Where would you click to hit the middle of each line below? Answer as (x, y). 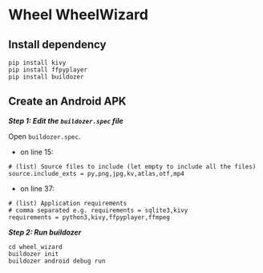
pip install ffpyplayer (48, 70)
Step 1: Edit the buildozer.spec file (66, 120)
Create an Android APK (67, 102)
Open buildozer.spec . (45, 136)
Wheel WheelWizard (78, 15)
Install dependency (57, 45)
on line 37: (37, 188)
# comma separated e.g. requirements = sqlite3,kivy (98, 210)
